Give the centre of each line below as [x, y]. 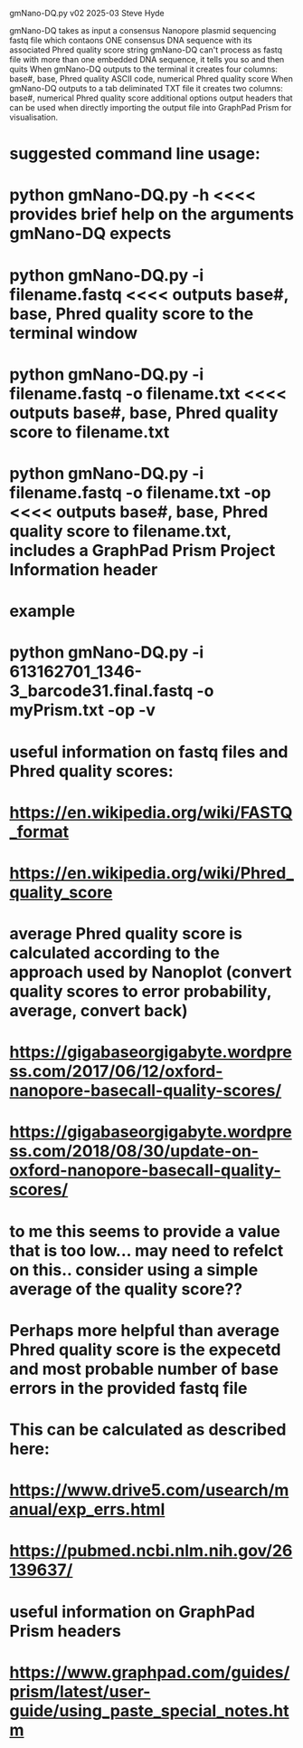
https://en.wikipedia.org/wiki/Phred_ [151, 873]
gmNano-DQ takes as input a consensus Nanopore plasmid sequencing [143, 30]
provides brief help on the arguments [152, 214]
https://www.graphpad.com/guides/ [150, 1672]
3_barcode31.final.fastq [101, 691]
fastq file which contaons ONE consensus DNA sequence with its [131, 40]
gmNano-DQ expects [90, 234]
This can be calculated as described [148, 1429]
